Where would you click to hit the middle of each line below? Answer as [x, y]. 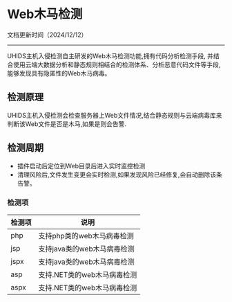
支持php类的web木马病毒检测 [86, 236]
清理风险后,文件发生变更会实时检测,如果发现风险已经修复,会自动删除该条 [119, 175]
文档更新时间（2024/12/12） [47, 35]
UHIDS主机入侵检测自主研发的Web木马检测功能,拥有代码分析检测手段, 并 [110, 55]
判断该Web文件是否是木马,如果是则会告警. [67, 124]
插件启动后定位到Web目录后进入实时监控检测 [81, 166]
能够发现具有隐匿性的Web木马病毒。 [59, 73]
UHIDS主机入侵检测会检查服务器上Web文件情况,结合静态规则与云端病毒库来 [115, 115]
